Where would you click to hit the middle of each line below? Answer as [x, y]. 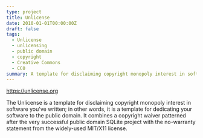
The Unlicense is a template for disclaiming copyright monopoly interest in [99, 103]
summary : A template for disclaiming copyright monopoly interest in [96, 74]
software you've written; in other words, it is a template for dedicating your [99, 109]
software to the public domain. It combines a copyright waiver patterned [96, 116]
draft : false [23, 29]
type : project [24, 12]
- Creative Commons [36, 62]
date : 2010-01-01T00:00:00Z [42, 23]
